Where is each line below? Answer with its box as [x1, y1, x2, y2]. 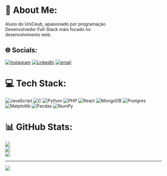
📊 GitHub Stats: [5, 121, 73, 133]
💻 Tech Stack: [5, 77, 67, 89]
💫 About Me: [5, 4, 58, 16]
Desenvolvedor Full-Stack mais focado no [5, 26, 91, 32]
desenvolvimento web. [5, 31, 52, 37]
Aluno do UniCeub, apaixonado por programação [5, 21, 106, 27]
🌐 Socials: [5, 46, 38, 54]
